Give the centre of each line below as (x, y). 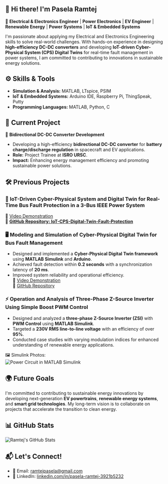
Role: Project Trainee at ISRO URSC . (50, 155)
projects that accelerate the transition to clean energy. (61, 409)
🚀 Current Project (33, 123)
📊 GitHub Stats (30, 425)
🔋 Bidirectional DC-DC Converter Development (55, 135)
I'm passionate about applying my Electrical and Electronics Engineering (80, 36)
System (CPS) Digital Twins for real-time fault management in (89, 52)
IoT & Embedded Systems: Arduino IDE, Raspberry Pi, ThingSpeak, (82, 96)
